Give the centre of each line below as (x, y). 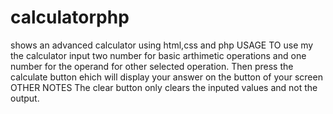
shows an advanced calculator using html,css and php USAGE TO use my (162, 45)
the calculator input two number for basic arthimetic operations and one (158, 55)
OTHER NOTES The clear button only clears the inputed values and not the (164, 87)
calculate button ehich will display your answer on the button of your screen (166, 77)
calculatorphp (70, 17)
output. (25, 98)
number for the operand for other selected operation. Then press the (152, 66)
